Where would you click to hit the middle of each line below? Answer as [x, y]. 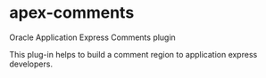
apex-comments [72, 13]
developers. [31, 64]
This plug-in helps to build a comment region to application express [133, 54]
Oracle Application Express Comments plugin [92, 37]
